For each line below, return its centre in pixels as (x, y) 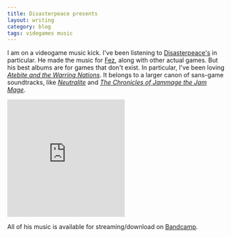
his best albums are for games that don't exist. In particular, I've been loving (116, 68)
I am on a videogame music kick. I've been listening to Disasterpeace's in (112, 53)
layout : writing (31, 20)
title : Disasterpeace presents (53, 14)
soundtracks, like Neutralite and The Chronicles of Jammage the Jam (107, 82)
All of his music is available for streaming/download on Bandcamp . (103, 227)
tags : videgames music (40, 33)
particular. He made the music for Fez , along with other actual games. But (113, 61)
